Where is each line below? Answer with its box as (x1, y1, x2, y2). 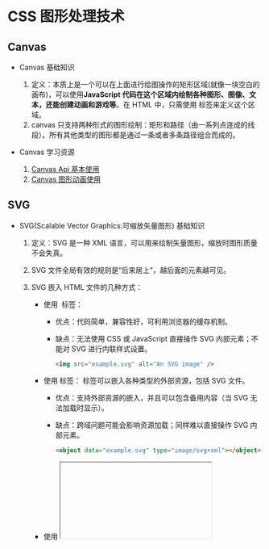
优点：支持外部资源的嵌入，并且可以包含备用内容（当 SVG (55, 392, 249, 402)
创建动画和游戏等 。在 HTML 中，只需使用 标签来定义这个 (59, 100, 249, 109)
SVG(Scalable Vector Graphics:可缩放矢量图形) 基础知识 (19, 220, 205, 230)
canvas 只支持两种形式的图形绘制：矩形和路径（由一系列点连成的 (31, 120, 248, 129)
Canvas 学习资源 (19, 147, 75, 157)
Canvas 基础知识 (19, 62, 75, 72)
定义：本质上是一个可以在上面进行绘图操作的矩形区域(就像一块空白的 (31, 80, 260, 89)
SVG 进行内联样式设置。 (71, 344, 152, 354)
